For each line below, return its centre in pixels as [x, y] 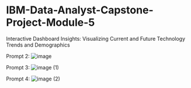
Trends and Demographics [38, 45]
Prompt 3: [18, 67]
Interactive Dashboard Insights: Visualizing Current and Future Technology [96, 38]
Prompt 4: [18, 79]
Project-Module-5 [51, 22]
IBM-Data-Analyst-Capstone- [80, 10]
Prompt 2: [18, 56]
